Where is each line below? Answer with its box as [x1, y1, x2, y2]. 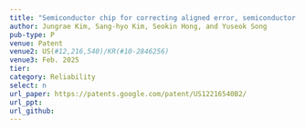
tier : [9, 64, 30, 74]
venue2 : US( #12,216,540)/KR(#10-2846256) [9, 47, 170, 56]
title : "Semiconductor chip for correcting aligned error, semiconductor [9, 13, 297, 23]
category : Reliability [9, 73, 96, 82]
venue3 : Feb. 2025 [9, 55, 79, 64]
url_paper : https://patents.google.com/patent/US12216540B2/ [9, 89, 247, 98]
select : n [9, 81, 47, 90]
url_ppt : [9, 97, 43, 107]
